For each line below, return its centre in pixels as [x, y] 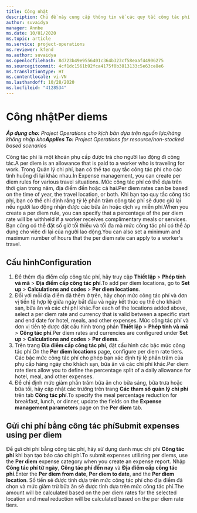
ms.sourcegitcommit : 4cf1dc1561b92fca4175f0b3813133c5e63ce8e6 [85, 66]
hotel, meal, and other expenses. [54, 376]
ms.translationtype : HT [35, 72]
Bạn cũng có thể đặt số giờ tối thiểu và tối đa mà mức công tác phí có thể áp [98, 225]
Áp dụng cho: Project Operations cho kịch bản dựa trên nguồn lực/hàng [94, 133]
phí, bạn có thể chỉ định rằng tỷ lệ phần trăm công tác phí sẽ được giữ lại [94, 201]
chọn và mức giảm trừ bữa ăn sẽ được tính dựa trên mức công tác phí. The [95, 487]
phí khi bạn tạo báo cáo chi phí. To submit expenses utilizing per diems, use [97, 456]
